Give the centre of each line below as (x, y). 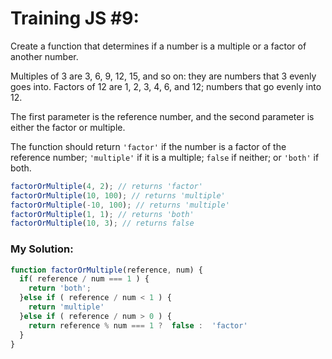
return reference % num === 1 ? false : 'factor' (138, 325)
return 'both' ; (60, 288)
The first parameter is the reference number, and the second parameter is (162, 116)
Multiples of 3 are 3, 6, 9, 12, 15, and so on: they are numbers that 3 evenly (163, 76)
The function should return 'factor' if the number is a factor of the (148, 146)
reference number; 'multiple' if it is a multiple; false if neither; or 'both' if (165, 157)
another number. (44, 56)
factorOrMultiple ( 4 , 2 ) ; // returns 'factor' (106, 186)
